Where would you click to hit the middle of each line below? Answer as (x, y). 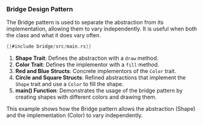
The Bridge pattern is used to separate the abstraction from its (85, 23)
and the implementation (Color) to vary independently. (75, 115)
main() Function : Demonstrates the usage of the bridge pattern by (99, 91)
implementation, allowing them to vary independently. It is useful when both (102, 29)
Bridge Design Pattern (40, 9)
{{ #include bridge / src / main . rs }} (49, 47)
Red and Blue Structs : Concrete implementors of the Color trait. (95, 71)
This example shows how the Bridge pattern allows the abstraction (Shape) (101, 109)
